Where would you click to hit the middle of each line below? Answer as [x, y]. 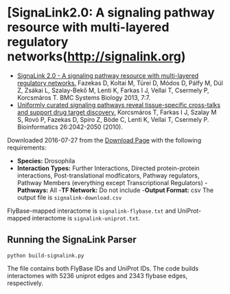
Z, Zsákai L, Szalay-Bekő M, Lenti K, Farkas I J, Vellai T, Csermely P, [113, 90]
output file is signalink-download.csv [69, 197]
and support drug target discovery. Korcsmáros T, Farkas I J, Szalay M [117, 112]
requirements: [27, 147]
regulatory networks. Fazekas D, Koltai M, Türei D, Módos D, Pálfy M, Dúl [120, 83]
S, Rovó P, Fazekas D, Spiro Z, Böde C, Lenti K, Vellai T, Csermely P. [113, 119]
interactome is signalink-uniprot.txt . [86, 218]
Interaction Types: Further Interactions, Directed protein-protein [108, 168]
